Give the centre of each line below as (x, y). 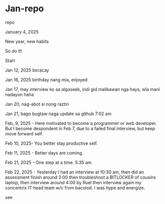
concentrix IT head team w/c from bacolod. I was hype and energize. (75, 188)
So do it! (14, 51)
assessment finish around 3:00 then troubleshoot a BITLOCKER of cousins (81, 177)
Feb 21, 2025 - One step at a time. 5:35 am (49, 162)
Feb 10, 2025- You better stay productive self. (51, 143)
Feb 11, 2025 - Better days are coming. (44, 153)
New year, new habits (27, 41)
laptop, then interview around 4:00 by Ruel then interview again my (73, 182)
